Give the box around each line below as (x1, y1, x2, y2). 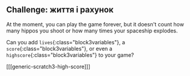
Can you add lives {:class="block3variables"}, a (6, 38, 125, 45)
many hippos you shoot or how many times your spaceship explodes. (6, 27, 179, 34)
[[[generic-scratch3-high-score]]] (6, 63, 91, 70)
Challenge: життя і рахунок (6, 5, 114, 15)
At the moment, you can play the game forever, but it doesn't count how (6, 20, 185, 28)
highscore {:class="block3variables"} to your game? (6, 51, 134, 59)
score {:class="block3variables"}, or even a (6, 45, 112, 52)
